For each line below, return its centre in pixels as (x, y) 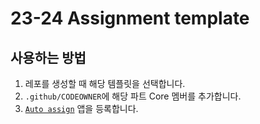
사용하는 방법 (48, 57)
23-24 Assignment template (130, 18)
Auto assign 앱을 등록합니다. (81, 108)
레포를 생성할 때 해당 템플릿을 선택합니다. (105, 83)
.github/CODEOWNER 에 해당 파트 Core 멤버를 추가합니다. (133, 96)
